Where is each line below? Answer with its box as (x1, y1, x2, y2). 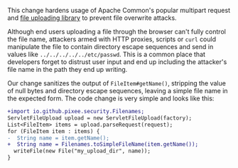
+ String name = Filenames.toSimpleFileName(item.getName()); (7, 141, 199, 148)
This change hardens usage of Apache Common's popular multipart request (7, 6, 231, 14)
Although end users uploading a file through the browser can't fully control (7, 28, 226, 36)
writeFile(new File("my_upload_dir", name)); (13, 147, 151, 155)
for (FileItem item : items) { (7, 127, 100, 135)
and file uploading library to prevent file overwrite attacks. (7, 14, 177, 22)
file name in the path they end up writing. (7, 65, 128, 73)
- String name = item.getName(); (7, 135, 110, 142)
